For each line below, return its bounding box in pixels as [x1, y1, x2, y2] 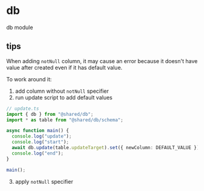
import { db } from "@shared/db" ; [6, 111, 94, 117]
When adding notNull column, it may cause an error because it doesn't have [6, 57, 198, 64]
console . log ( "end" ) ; [12, 150, 64, 156]
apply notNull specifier [15, 178, 73, 185]
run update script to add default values [15, 93, 113, 101]
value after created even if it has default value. [6, 64, 123, 71]
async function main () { [6, 128, 69, 134]
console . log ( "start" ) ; [12, 139, 69, 146]
